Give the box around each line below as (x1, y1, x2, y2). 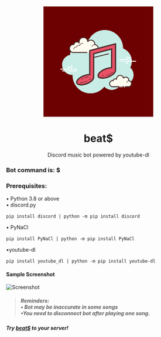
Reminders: (20, 297, 50, 304)
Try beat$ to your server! (6, 325, 69, 332)
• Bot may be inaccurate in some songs (20, 303, 118, 311)
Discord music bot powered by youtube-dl (47, 151, 149, 158)
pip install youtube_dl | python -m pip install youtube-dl (6, 258, 156, 265)
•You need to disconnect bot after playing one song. (20, 309, 150, 316)
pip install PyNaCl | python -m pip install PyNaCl (6, 236, 135, 242)
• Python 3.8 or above (6, 195, 60, 202)
